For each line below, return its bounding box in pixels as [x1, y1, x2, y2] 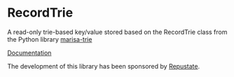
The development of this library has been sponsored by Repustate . [7, 62, 200, 70]
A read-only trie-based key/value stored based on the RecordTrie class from [7, 28, 228, 36]
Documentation [7, 49, 52, 57]
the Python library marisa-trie [7, 35, 92, 43]
